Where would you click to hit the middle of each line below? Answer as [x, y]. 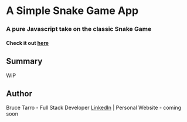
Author [19, 94]
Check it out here [27, 43]
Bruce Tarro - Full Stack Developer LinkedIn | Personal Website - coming [94, 108]
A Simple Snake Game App [72, 11]
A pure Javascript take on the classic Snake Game [79, 29]
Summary [24, 62]
